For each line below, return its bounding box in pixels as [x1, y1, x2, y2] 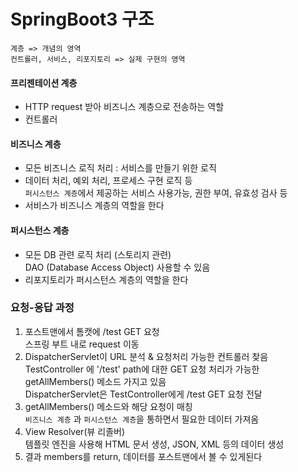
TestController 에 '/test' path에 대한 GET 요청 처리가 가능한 [24, 363, 260, 375]
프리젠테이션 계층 [10, 76, 78, 89]
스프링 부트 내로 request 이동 [24, 338, 140, 350]
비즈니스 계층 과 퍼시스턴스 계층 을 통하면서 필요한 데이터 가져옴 [24, 413, 260, 425]
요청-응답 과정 [10, 301, 75, 315]
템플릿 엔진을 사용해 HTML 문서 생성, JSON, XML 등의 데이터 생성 [24, 438, 285, 450]
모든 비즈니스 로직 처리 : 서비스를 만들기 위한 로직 [24, 162, 217, 174]
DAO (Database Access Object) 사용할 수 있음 [24, 261, 211, 273]
